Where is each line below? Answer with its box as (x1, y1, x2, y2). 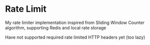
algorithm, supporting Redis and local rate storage (5, 24, 106, 30)
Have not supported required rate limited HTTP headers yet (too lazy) (5, 34, 146, 40)
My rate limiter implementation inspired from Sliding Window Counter (5, 20, 145, 25)
